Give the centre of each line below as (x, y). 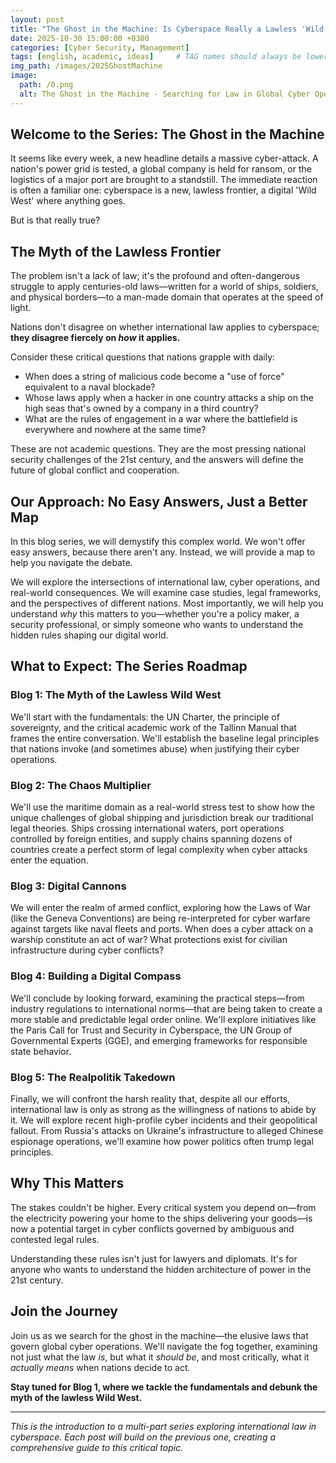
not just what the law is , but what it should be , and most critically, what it (160, 1357)
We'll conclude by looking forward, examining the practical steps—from (157, 998)
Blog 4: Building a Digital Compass (96, 976)
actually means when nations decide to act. (100, 1367)
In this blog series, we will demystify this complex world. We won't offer (158, 542)
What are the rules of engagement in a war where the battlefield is (161, 419)
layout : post (37, 19)
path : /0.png (46, 85)
